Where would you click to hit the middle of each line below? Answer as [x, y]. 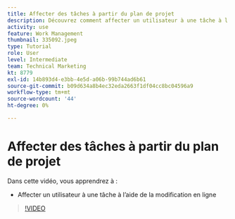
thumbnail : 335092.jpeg [42, 40]
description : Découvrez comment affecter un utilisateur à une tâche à [114, 20]
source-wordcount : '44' [42, 99]
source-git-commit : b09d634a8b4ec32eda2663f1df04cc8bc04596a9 [100, 86]
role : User [23, 54]
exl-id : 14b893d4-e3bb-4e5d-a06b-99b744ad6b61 [77, 79]
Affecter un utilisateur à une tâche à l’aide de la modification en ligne [117, 194]
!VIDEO [35, 208]
